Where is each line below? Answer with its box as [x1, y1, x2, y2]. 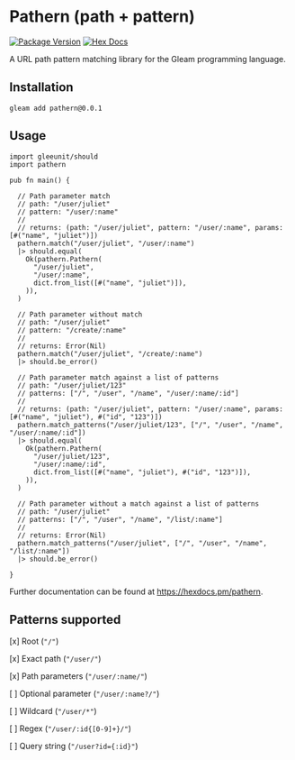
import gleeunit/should [9, 151, 99, 161]
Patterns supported [9, 611, 121, 627]
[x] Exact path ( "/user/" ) [9, 654, 102, 664]
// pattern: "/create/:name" [17, 325, 127, 334]
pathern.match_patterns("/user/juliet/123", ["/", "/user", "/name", [17, 420, 283, 429]
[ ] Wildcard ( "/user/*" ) [9, 706, 97, 717]
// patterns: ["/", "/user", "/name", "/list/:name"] [17, 515, 223, 524]
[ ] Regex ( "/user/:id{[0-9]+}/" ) [9, 723, 132, 734]
